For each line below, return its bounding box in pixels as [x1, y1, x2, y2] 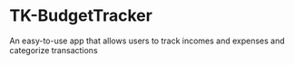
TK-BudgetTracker [9, 5, 152, 26]
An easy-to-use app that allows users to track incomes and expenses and [9, 35, 286, 46]
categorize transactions [9, 44, 98, 55]
